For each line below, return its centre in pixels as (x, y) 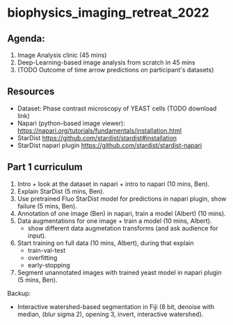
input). (37, 235)
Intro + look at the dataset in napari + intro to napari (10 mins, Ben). (113, 184)
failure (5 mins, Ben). (47, 206)
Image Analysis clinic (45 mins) (62, 55)
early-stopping (49, 265)
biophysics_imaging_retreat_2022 (109, 13)
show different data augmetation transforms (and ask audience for (123, 228)
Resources (31, 92)
